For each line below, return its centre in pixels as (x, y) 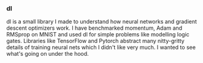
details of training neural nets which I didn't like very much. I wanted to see (101, 47)
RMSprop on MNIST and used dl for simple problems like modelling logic (98, 35)
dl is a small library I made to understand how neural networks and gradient (102, 22)
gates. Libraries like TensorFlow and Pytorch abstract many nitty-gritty (96, 41)
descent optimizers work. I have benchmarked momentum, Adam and (94, 28)
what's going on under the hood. (48, 54)
